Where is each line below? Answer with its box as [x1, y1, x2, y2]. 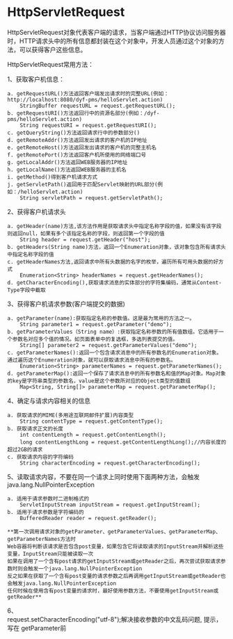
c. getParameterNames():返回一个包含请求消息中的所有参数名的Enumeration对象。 [7, 349, 223, 356]
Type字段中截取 [7, 286, 47, 293]
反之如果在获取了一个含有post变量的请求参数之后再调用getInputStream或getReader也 [7, 572, 226, 579]
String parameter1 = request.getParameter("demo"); [19, 321, 172, 327]
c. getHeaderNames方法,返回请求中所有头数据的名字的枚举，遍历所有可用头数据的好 [7, 258, 219, 265]
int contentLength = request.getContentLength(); [19, 431, 167, 438]
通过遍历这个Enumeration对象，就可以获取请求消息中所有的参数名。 [7, 356, 176, 364]
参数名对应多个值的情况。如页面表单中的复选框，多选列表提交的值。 [12, 335, 179, 343]
